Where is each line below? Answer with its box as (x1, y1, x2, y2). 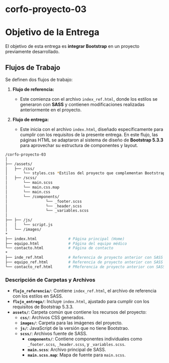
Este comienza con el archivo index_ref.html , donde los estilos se (20, 96, 157, 102)
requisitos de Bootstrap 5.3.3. (12, 304, 74, 310)
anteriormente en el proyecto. (20, 107, 82, 113)
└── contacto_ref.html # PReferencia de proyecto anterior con (5, 264, 154, 269)
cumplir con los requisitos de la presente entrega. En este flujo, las (20, 131, 158, 137)
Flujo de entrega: (12, 116, 49, 122)
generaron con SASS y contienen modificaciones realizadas (20, 101, 145, 107)
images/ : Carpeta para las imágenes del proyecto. (20, 320, 123, 326)
